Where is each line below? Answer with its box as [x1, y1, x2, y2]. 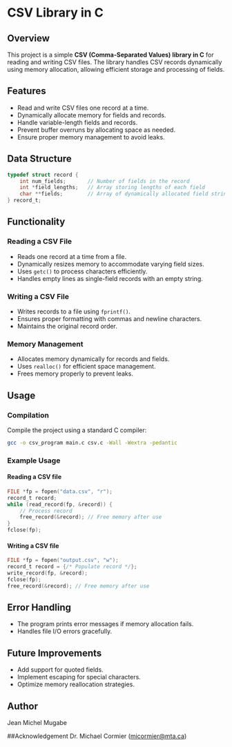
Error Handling [7, 602, 71, 614]
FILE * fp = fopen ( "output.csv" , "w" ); [7, 557, 119, 564]
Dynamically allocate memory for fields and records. [17, 110, 166, 119]
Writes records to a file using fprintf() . [17, 307, 131, 316]
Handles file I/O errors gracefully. [17, 627, 113, 636]
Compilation [7, 410, 50, 420]
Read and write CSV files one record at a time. [17, 104, 149, 112]
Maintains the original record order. [17, 322, 117, 330]
